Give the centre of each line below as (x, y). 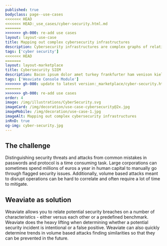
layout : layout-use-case (31, 38)
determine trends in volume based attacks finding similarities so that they (80, 233)
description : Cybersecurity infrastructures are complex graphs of (77, 47)
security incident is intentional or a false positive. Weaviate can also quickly (83, 228)
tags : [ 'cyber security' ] (32, 51)
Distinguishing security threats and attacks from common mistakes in (76, 158)
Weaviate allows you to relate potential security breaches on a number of (80, 212)
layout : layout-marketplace (34, 65)
